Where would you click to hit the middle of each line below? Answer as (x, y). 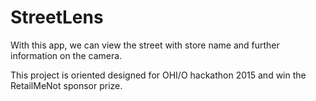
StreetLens (57, 17)
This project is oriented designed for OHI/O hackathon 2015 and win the (158, 75)
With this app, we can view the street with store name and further (145, 45)
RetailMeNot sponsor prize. (66, 85)
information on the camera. (66, 55)
